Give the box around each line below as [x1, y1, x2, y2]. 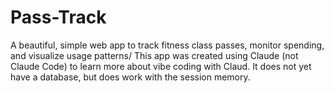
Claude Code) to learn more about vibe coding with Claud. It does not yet [10, 60, 312, 72]
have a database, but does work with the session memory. [10, 71, 251, 83]
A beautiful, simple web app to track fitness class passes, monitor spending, [10, 39, 325, 51]
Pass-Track [10, 6, 107, 29]
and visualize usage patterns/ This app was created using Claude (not [10, 49, 299, 61]
